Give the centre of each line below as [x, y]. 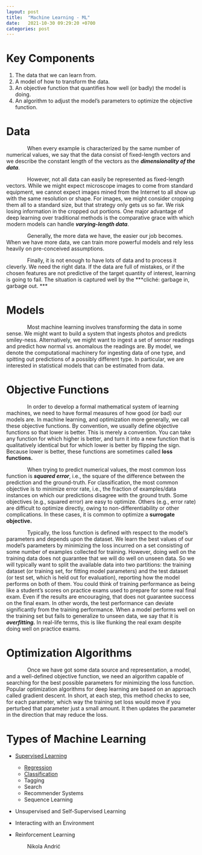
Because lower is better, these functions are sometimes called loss [90, 451]
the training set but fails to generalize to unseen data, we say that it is [93, 616]
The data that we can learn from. [55, 75]
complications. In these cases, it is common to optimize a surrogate [90, 514]
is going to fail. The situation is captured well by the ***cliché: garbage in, [98, 280]
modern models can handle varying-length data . [68, 224]
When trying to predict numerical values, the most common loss [106, 469]
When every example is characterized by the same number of [103, 148]
